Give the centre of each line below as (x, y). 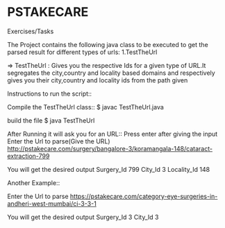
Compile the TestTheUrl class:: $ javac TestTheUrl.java (86, 107)
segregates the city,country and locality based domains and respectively (111, 73)
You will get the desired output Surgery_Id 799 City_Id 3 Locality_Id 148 (109, 169)
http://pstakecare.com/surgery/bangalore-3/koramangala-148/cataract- (110, 148)
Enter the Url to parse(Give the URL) (59, 141)
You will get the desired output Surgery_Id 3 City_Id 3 (83, 217)
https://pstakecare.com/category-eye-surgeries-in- (144, 196)
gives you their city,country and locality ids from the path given (98, 80)
